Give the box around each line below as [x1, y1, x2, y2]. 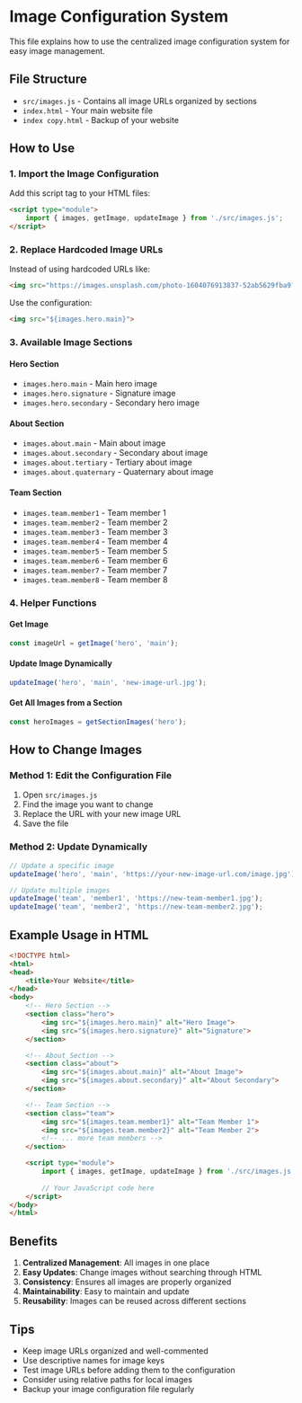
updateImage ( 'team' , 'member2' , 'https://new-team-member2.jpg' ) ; [9, 902, 263, 911]
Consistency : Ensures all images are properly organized [22, 1276, 232, 1287]
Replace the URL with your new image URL [22, 809, 182, 820]
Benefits [9, 1233, 58, 1248]
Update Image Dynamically [9, 658, 112, 669]
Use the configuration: [9, 297, 93, 308]
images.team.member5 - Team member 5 [22, 546, 168, 556]
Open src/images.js [22, 789, 98, 801]
